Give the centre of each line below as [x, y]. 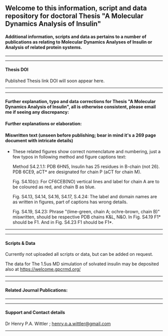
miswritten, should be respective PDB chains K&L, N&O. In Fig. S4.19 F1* [86, 217]
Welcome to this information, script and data [76, 8]
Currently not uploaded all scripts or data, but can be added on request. [79, 254]
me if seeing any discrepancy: [37, 112]
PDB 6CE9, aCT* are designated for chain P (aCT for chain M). [77, 172]
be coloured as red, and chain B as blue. [54, 187]
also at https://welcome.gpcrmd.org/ [43, 269]
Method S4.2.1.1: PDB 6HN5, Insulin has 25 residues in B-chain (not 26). [86, 167]
